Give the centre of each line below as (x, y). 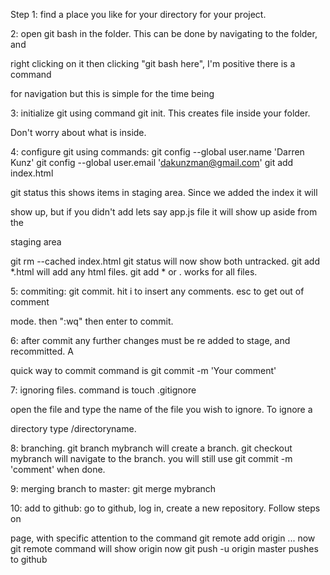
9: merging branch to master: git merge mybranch (113, 488)
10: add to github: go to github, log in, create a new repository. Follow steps (165, 508)
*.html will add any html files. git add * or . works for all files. (134, 272)
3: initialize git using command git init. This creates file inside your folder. (160, 113)
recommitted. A (42, 351)
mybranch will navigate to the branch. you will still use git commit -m (151, 458)
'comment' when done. (58, 469)
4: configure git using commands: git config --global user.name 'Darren (157, 152)
